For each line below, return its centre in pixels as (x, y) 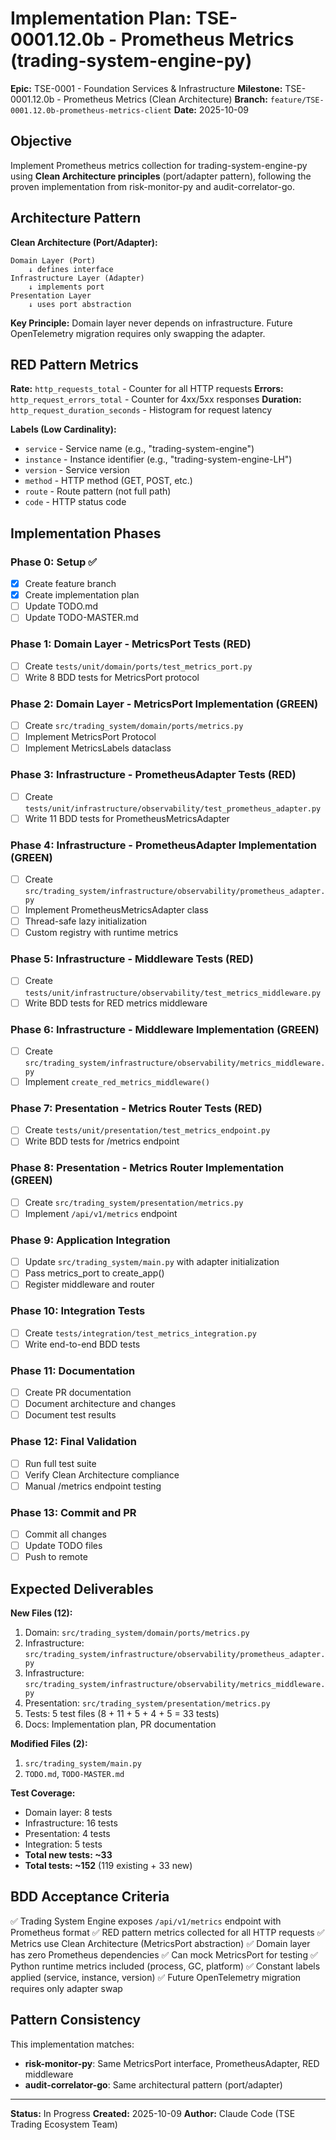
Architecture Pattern (76, 218)
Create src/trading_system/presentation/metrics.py (134, 1202)
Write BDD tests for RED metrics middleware (116, 1003)
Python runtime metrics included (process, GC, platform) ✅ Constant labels (165, 1966)
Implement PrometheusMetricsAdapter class (116, 910)
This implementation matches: (72, 2044)
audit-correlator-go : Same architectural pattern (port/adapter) (153, 2084)
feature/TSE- (297, 100)
